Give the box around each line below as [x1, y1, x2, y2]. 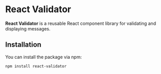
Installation [5, 41, 42, 49]
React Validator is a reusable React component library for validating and [5, 20, 156, 26]
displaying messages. [5, 25, 51, 31]
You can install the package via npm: [5, 54, 82, 60]
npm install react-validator [5, 63, 67, 69]
